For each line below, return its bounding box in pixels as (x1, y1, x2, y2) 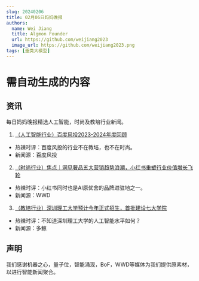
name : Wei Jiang (11, 25, 52, 32)
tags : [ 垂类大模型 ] (6, 48, 50, 54)
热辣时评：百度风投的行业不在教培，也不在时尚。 (14, 143, 136, 150)
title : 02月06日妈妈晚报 (6, 14, 63, 20)
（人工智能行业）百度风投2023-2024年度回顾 (14, 131, 127, 138)
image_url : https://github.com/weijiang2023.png (11, 43, 135, 49)
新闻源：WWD (14, 191, 51, 198)
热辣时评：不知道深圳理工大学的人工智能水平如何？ (14, 217, 141, 224)
